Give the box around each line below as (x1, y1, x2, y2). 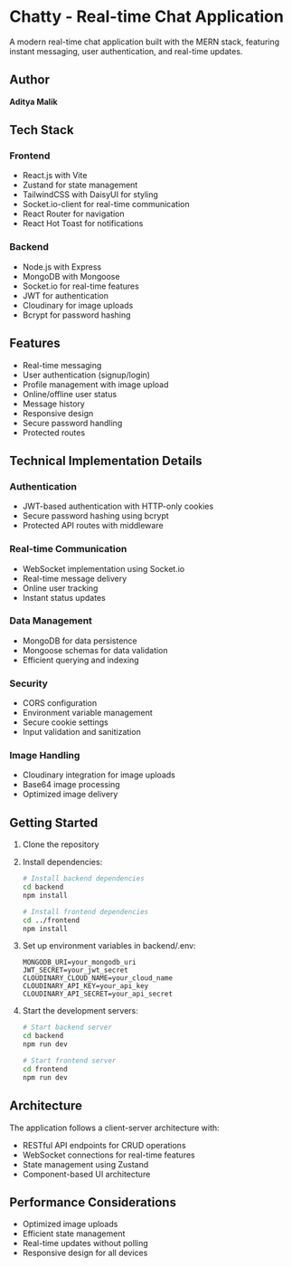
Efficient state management (22, 1228, 126, 1239)
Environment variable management (22, 708, 154, 719)
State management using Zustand (22, 1158, 149, 1169)
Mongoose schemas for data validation (22, 644, 169, 655)
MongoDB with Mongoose (22, 271, 120, 281)
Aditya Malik (9, 96, 58, 107)
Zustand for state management (22, 179, 138, 191)
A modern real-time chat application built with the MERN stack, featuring (9, 36, 280, 47)
